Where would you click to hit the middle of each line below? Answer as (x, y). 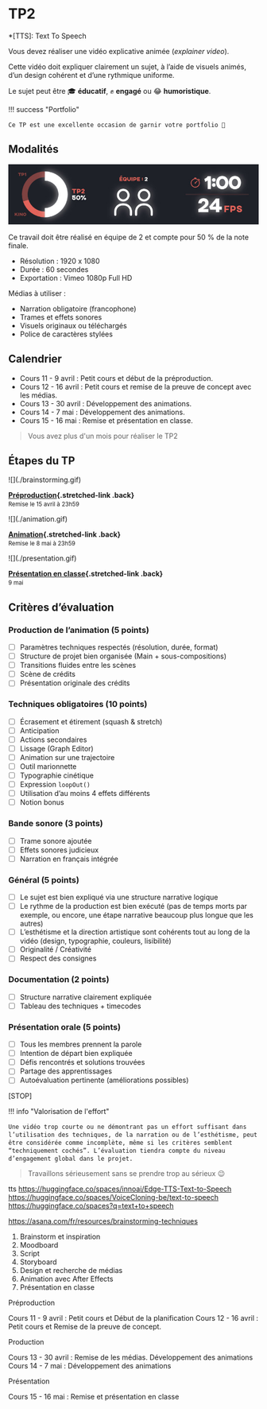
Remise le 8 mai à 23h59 (42, 544)
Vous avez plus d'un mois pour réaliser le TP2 (103, 436)
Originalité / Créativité (55, 949)
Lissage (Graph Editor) (56, 748)
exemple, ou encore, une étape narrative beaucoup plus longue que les (137, 915)
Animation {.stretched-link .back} (65, 534)
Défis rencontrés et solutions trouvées (82, 1062)
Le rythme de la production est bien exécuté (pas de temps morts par (133, 906)
